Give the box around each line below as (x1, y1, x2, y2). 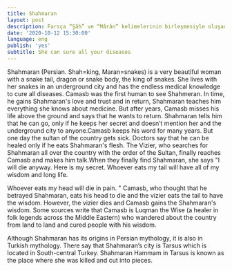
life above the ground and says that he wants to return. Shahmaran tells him (7, 111, 222, 120)
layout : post (7, 17, 45, 24)
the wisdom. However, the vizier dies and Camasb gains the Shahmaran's (7, 198, 216, 207)
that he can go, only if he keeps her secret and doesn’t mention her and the (7, 119, 222, 127)
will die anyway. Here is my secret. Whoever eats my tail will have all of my (7, 163, 220, 171)
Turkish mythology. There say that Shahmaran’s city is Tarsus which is (7, 241, 207, 250)
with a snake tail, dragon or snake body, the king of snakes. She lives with (7, 75, 217, 83)
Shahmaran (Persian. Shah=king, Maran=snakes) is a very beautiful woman (7, 67, 222, 76)
